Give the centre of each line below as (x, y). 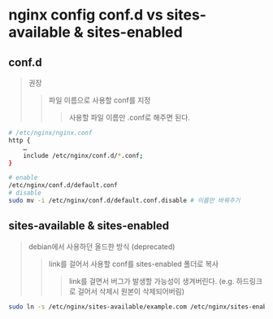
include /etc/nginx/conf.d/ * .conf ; (83, 155)
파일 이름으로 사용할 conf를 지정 (100, 100)
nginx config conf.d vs (86, 15)
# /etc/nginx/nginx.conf (50, 133)
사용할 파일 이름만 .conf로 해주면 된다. (130, 117)
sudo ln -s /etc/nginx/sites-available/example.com (97, 307)
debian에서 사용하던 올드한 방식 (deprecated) (102, 247)
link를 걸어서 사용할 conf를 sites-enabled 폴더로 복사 (134, 264)
